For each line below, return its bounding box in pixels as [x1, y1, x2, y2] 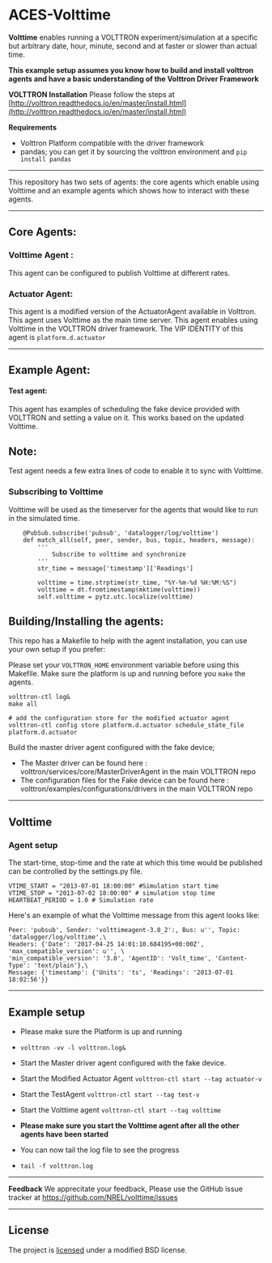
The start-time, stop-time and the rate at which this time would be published [8, 858, 263, 867]
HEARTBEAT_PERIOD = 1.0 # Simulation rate [8, 896, 154, 905]
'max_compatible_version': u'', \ [8, 947, 125, 956]
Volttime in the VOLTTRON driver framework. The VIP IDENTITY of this [8, 324, 244, 333]
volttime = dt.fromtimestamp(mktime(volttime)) [37, 585, 201, 594]
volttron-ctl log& [8, 693, 70, 701]
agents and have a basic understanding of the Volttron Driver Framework [8, 74, 259, 83]
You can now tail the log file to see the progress [19, 1145, 180, 1155]
